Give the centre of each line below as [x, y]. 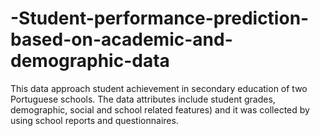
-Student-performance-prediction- [160, 18]
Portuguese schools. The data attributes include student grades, [143, 99]
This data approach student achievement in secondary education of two [159, 88]
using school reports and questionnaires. [94, 120]
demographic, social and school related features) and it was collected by [160, 109]
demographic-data [90, 61]
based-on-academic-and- [121, 39]
